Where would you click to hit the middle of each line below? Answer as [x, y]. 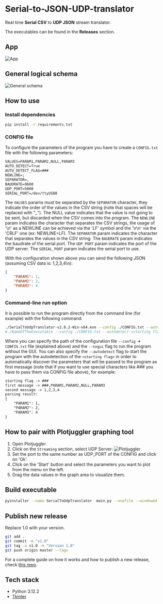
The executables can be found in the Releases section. [60, 32]
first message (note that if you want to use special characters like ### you [79, 366]
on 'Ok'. [20, 459]
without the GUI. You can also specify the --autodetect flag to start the [76, 351]
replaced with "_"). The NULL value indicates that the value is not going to [79, 213]
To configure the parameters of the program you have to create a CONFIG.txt [81, 148]
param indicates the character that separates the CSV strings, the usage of [80, 223]
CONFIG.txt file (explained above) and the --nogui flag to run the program [78, 346]
